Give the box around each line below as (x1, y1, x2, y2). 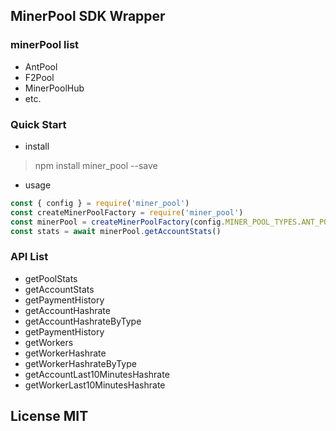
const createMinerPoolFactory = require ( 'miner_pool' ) (10, 207, 244, 218)
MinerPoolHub (24, 82, 85, 94)
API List (10, 250, 49, 264)
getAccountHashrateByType (24, 315, 142, 327)
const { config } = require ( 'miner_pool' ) (10, 198, 190, 208)
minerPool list (10, 38, 80, 52)
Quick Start (10, 117, 67, 131)
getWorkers (24, 336, 74, 348)
